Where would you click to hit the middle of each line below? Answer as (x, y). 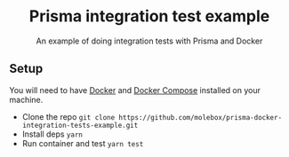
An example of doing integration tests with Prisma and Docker (149, 41)
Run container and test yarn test (83, 143)
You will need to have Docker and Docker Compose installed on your (135, 90)
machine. (26, 99)
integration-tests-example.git (80, 125)
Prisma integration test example (149, 16)
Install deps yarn (52, 134)
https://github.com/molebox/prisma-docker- (201, 117)
